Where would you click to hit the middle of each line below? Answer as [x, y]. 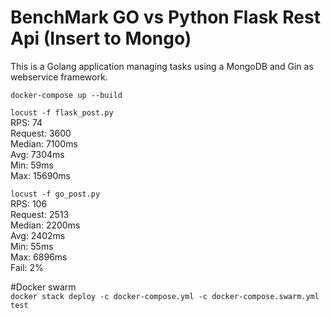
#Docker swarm [43, 287]
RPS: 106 [29, 203]
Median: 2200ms [45, 225]
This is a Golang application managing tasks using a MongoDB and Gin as [162, 66]
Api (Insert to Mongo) [101, 38]
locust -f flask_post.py [62, 112]
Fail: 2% [27, 267]
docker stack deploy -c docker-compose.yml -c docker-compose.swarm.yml [165, 296]
